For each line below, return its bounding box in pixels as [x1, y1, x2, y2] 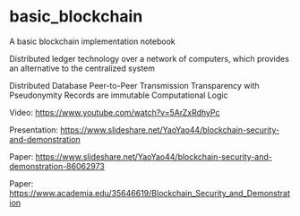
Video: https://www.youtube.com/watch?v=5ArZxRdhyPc [9, 107, 220, 117]
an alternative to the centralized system [9, 63, 155, 73]
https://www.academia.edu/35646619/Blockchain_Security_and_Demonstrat [9, 187, 291, 198]
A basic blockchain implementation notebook [9, 36, 176, 47]
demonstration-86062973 [9, 160, 105, 171]
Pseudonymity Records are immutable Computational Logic [9, 90, 228, 100]
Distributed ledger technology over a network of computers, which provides [9, 53, 289, 64]
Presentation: [9, 124, 59, 135]
